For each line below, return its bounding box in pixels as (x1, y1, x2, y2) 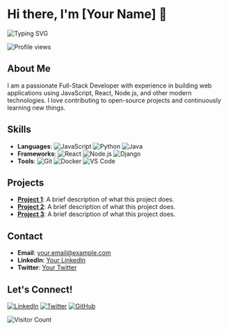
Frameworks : (17, 149, 57, 158)
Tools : (17, 156, 36, 165)
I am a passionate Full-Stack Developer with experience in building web (7, 81, 212, 90)
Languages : (17, 142, 53, 150)
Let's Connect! (7, 283, 73, 295)
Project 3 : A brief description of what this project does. (17, 210, 176, 218)
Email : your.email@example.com (17, 249, 111, 257)
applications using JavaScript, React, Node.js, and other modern (7, 88, 193, 97)
